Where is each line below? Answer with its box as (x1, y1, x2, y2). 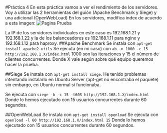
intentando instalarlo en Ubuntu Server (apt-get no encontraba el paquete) (5, 77, 159, 82)
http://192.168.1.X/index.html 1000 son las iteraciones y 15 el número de (5, 51, 159, 57)
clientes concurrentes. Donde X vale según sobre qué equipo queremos (5, 56, 153, 62)
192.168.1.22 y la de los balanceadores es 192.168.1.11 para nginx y (5, 35, 140, 41)
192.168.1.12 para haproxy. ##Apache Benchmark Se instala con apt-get (5, 40, 152, 46)
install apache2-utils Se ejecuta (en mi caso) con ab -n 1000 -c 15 (5, 46, 148, 51)
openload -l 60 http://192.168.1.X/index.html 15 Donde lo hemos (5, 117, 146, 123)
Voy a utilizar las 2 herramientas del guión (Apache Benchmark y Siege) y (5, 9, 157, 15)
